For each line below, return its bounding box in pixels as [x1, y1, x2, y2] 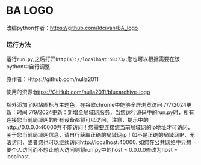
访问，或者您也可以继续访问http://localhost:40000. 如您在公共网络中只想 [11, 139, 191, 146]
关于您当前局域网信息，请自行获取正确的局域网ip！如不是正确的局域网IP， [6, 131, 190, 139]
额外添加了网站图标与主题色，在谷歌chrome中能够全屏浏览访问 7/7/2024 [6, 101, 187, 109]
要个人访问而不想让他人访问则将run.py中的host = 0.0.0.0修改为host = [6, 146, 178, 154]
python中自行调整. [6, 63, 52, 70]
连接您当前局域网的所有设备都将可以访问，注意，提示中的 [6, 116, 149, 124]
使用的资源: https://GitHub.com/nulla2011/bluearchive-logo [6, 88, 150, 96]
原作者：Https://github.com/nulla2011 [6, 76, 99, 83]
